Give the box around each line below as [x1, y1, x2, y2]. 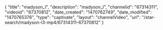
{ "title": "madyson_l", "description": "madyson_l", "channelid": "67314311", [4, 4, 159, 10]
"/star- [142, 15, 156, 20]
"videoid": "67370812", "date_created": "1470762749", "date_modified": [4, 9, 152, 15]
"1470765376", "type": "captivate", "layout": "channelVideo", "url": [4, 15, 141, 20]
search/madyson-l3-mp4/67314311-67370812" [4, 19, 101, 25]
